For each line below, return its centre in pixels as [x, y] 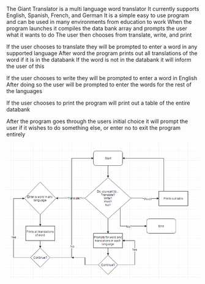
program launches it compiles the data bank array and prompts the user [97, 28]
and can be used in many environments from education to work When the [99, 22]
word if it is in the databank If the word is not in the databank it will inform [99, 60]
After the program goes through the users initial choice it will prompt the [97, 121]
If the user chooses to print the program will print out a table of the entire [98, 103]
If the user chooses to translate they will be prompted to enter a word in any [102, 47]
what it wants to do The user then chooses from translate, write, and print [99, 35]
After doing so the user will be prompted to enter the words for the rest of [99, 84]
